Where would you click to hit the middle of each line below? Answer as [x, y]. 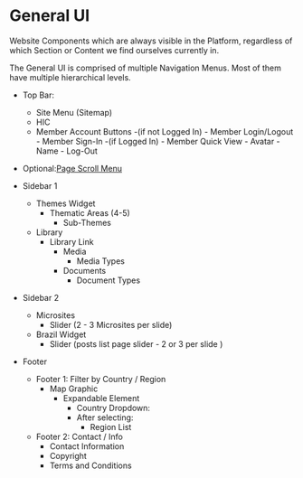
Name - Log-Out [66, 151]
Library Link [71, 241]
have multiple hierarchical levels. [70, 77]
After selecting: [105, 417]
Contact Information [87, 446]
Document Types [109, 280]
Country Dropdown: [114, 408]
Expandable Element [101, 398]
